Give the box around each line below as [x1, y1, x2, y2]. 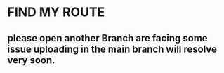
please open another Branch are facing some [7, 32, 209, 44]
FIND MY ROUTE [7, 4, 105, 20]
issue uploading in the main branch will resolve [7, 43, 218, 55]
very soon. [7, 54, 55, 66]
